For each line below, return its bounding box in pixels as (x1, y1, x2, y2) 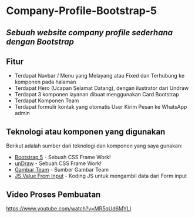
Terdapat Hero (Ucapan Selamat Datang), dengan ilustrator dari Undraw (14, 85, 189, 92)
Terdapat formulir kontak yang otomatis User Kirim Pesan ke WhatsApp (14, 103, 187, 110)
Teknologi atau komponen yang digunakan (6, 126, 166, 136)
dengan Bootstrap (6, 36, 75, 46)
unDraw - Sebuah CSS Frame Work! (14, 160, 102, 167)
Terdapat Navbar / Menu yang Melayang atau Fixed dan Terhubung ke (14, 72, 185, 79)
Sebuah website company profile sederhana (6, 28, 173, 38)
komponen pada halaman (14, 78, 76, 86)
